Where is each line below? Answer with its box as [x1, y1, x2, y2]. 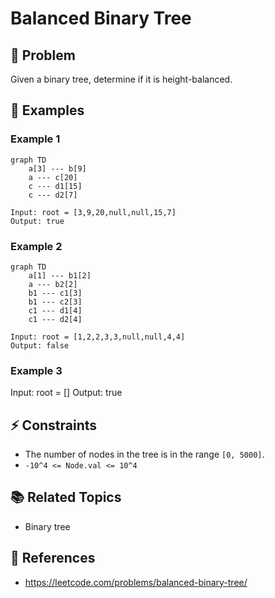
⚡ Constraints [10, 417, 98, 434]
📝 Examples [10, 102, 85, 119]
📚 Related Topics [10, 489, 122, 506]
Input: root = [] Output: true [10, 387, 123, 399]
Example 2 [10, 239, 63, 253]
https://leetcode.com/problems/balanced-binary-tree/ [24, 576, 248, 588]
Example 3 [10, 363, 63, 377]
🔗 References [10, 550, 96, 567]
